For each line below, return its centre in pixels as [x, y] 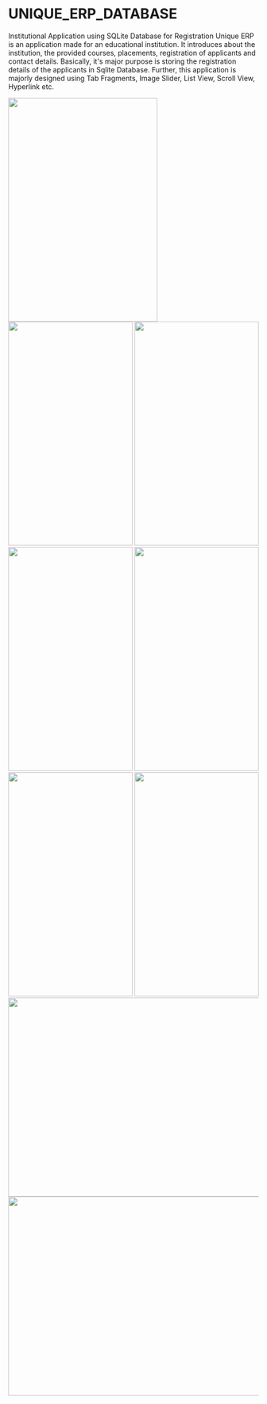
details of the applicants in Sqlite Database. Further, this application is [122, 69]
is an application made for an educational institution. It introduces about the [132, 44]
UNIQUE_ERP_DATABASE [93, 14]
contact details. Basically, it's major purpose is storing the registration [122, 61]
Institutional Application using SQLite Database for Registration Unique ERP [131, 36]
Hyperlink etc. [31, 86]
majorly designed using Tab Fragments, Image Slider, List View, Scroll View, [132, 78]
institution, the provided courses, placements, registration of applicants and [132, 53]
